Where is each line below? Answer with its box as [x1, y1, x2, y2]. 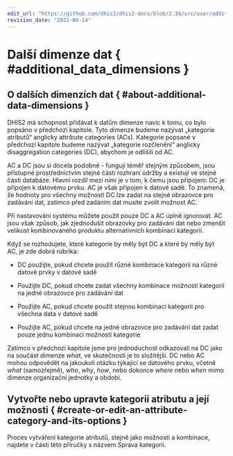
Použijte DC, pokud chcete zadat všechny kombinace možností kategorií [17, 281, 225, 289]
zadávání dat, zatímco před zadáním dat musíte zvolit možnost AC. [7, 198, 198, 206]
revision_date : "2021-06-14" [7, 17, 92, 24]
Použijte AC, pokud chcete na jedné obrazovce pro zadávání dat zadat [17, 323, 218, 331]
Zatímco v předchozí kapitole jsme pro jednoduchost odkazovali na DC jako [7, 344, 223, 352]
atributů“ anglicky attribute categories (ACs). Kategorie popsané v [7, 133, 196, 141]
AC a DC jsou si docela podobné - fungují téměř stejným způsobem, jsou [7, 161, 215, 169]
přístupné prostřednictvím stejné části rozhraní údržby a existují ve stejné [7, 168, 217, 177]
